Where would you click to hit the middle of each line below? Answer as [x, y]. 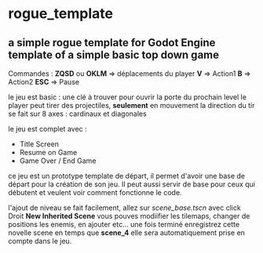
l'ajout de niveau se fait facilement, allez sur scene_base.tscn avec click [124, 208]
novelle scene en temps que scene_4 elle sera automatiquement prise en [127, 233]
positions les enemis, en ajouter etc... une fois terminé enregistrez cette [124, 224]
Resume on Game [48, 152]
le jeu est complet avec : [48, 129]
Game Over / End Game [58, 161]
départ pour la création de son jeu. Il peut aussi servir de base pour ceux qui [132, 184]
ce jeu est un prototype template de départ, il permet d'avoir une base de [127, 176]
